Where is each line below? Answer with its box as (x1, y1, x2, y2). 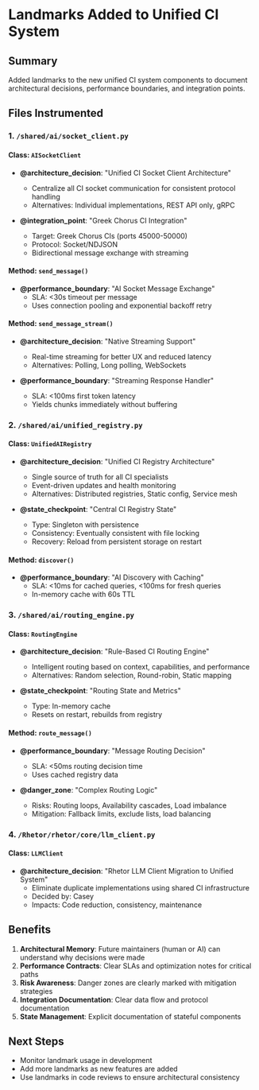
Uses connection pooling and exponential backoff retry (31, 301, 212, 310)
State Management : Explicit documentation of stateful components (19, 1011, 242, 1021)
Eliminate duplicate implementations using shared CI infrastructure (31, 882, 250, 892)
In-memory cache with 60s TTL (31, 590, 136, 599)
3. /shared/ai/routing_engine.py (8, 610, 135, 621)
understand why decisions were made (19, 952, 145, 962)
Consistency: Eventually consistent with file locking (31, 529, 200, 538)
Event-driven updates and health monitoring (31, 481, 176, 491)
